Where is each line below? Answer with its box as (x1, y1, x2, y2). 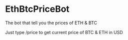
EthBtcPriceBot (5, 3, 70, 15)
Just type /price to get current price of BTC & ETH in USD (5, 29, 123, 35)
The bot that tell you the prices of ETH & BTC (5, 20, 97, 26)
